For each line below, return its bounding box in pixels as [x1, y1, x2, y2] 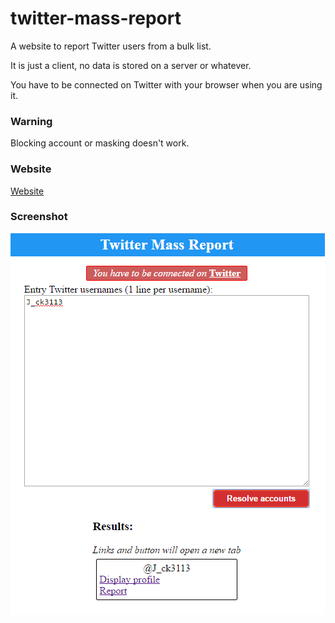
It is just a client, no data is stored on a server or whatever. [10, 59, 252, 71]
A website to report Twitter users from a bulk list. [10, 40, 212, 52]
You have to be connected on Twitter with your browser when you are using [10, 78, 323, 91]
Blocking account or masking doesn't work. [10, 137, 190, 149]
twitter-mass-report [10, 7, 182, 30]
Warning [10, 114, 53, 128]
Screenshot [10, 210, 68, 224]
